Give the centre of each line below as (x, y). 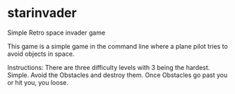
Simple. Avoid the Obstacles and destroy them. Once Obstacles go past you (117, 75)
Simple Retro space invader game (56, 33)
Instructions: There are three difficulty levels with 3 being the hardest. (109, 67)
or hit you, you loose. (38, 82)
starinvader (42, 13)
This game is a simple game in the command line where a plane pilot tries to (117, 46)
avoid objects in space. (41, 54)
